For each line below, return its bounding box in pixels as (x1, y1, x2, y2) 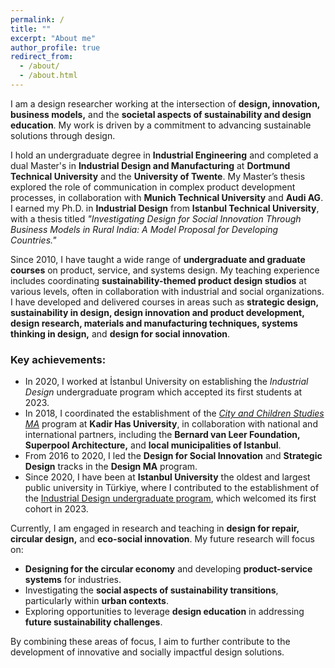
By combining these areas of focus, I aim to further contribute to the (10, 636, 291, 648)
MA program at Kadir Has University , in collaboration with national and (24, 418, 318, 430)
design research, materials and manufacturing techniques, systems (10, 317, 298, 329)
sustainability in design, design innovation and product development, (10, 306, 305, 318)
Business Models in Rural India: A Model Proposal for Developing (10, 223, 278, 235)
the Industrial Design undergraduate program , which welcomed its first (24, 492, 317, 505)
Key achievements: (10, 352, 107, 366)
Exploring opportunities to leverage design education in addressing (24, 606, 305, 618)
